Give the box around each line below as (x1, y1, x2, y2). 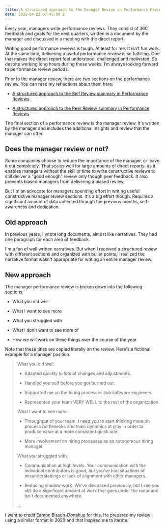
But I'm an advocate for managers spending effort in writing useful (5, 188, 140, 194)
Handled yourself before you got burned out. (24, 380, 115, 386)
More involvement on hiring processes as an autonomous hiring (24, 438, 154, 444)
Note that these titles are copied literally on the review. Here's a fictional (5, 346, 151, 352)
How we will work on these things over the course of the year (12, 337, 137, 342)
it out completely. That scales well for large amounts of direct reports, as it (5, 163, 156, 169)
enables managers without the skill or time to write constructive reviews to (5, 168, 156, 174)
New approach (5, 271, 51, 279)
